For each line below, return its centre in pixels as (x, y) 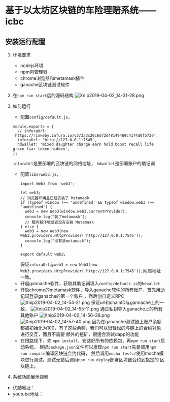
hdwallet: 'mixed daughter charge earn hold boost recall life (86, 144)
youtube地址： (28, 394)
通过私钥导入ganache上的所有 (132, 309)
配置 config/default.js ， (46, 117)
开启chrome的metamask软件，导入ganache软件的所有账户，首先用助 (92, 290)
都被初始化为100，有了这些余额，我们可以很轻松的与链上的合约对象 (91, 328)
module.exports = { (33, 127)
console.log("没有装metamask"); (58, 241)
